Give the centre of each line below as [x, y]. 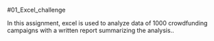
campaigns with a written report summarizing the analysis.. [91, 30]
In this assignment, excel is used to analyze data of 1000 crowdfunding [107, 23]
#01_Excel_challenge [37, 10]
